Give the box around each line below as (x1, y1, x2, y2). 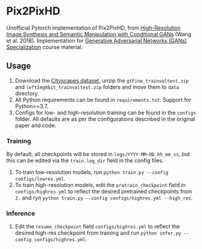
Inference (6, 209, 36, 218)
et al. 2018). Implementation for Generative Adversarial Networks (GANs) (6, 37, 187, 44)
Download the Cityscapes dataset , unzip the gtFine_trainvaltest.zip (14, 77, 189, 84)
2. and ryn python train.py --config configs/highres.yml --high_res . (14, 194, 193, 201)
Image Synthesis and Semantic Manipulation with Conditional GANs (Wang (6, 30, 192, 37)
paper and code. (14, 122, 57, 129)
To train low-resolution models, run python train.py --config (14, 169, 169, 176)
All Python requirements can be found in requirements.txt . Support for (14, 96, 192, 103)
